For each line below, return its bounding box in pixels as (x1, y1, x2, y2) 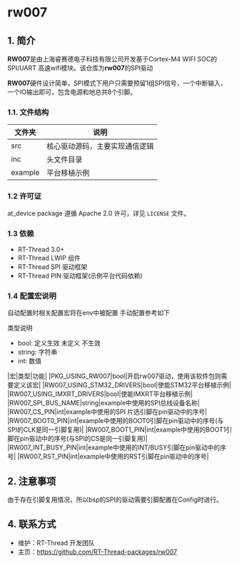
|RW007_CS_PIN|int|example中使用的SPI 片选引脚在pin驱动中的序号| (7, 407, 208, 416)
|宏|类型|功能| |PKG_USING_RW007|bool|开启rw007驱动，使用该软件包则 (7, 372, 221, 380)
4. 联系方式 (7, 518, 56, 530)
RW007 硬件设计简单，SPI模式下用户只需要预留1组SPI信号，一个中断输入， (7, 79, 227, 87)
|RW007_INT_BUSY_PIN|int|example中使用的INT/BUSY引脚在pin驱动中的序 (7, 443, 227, 452)
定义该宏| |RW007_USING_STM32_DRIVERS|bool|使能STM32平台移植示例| (13, 381, 232, 390)
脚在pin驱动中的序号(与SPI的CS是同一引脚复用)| (7, 435, 148, 443)
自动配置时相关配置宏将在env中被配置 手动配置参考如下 (7, 308, 171, 318)
